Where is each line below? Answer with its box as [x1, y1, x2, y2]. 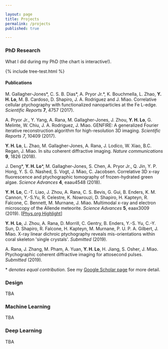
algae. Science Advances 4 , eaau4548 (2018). [5, 179, 102, 185]
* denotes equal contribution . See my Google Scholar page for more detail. [5, 266, 160, 272]
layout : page [5, 12, 33, 17]
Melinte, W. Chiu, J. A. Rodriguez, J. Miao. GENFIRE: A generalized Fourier [5, 122, 159, 128]
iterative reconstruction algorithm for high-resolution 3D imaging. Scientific [5, 127, 161, 134]
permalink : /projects [5, 21, 51, 26]
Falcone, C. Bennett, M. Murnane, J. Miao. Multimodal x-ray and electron [5, 200, 156, 206]
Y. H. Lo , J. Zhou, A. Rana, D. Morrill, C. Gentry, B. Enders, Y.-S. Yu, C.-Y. [5, 220, 156, 226]
